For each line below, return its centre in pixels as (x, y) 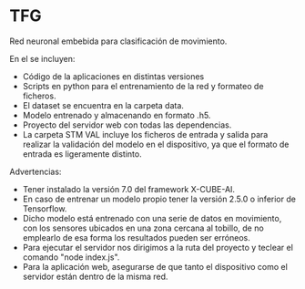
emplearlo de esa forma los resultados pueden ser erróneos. (136, 237)
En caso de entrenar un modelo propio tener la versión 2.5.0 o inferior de (159, 199)
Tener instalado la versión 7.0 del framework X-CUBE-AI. (128, 189)
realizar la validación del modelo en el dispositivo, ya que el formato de (156, 144)
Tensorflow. (45, 208)
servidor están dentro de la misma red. (95, 276)
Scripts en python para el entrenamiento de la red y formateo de (143, 86)
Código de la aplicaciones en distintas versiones (113, 76)
